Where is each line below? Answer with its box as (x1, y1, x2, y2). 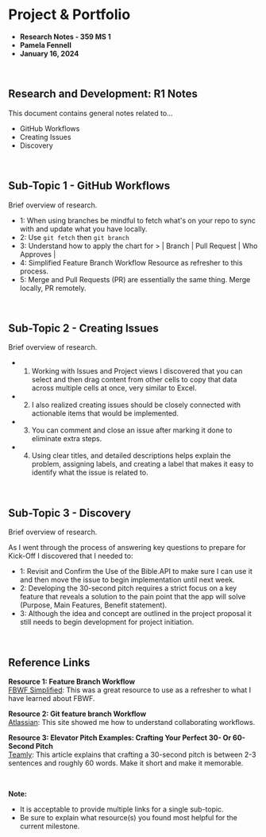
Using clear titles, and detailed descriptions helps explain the (31, 451, 232, 460)
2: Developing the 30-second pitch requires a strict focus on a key (19, 583, 237, 593)
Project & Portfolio (8, 6, 131, 24)
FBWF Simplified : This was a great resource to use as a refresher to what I (8, 685, 252, 695)
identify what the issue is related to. (31, 467, 148, 478)
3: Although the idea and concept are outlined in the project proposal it (19, 609, 252, 618)
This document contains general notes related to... (8, 108, 173, 118)
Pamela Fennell (19, 40, 71, 49)
